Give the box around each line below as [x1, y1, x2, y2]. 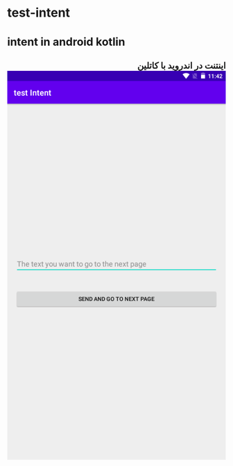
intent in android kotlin [7, 35, 126, 49]
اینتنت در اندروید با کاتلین [137, 60, 226, 72]
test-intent [7, 5, 71, 21]
